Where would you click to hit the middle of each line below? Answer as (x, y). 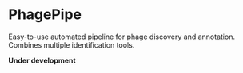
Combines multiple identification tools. (72, 44)
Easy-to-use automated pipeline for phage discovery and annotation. (122, 36)
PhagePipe (45, 15)
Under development (42, 60)
